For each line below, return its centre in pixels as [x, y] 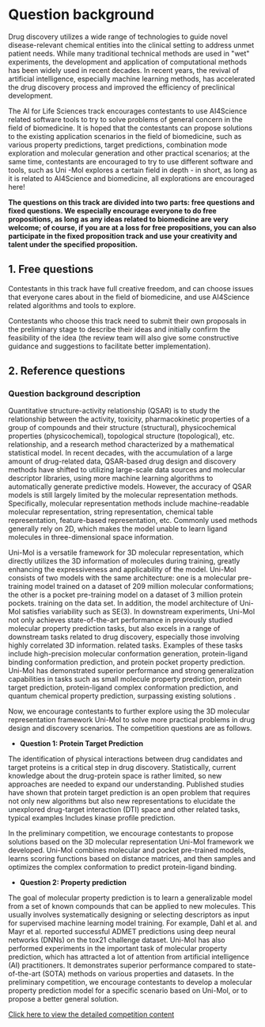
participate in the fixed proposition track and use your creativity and [123, 236]
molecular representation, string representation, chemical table [111, 512]
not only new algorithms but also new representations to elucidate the [122, 801]
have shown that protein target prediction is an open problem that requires [129, 793]
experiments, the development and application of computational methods [128, 62]
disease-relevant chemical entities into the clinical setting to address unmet [131, 44]
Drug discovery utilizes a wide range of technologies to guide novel [118, 37]
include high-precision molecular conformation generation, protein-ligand [128, 654]
